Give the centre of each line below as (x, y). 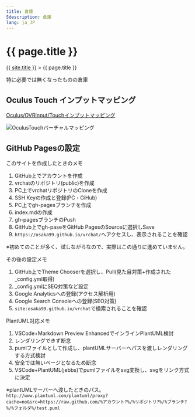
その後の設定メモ (27, 259)
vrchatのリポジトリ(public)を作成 (54, 183)
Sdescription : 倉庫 (29, 17)
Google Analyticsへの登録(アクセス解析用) (65, 293)
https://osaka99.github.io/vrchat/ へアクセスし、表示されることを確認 (101, 234)
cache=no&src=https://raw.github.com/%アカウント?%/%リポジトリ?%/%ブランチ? (97, 402)
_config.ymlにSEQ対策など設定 (51, 286)
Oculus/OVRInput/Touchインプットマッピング (61, 116)
